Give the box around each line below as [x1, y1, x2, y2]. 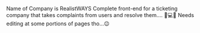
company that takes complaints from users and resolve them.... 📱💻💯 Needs [6, 12, 195, 18]
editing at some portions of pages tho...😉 [6, 20, 110, 27]
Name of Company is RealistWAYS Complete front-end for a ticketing [6, 5, 178, 12]
